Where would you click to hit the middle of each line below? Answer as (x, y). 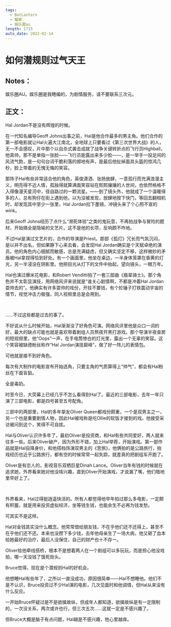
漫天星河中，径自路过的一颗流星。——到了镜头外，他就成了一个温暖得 (92, 191)
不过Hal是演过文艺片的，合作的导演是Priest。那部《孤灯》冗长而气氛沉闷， (84, 238)
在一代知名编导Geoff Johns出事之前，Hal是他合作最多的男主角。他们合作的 (84, 136)
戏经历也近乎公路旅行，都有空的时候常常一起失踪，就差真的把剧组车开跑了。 (85, 454)
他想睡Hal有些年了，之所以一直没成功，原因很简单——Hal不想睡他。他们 (81, 578)
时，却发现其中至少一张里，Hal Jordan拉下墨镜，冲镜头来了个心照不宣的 (81, 204)
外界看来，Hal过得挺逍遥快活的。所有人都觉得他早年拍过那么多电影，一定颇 (84, 498)
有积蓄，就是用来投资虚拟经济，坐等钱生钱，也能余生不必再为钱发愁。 (79, 505)
